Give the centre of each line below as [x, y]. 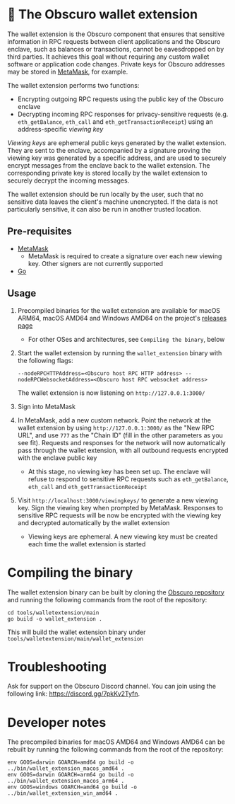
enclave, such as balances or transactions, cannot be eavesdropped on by [116, 49]
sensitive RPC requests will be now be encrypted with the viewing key [119, 515]
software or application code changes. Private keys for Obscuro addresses [116, 64]
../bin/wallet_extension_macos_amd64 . [66, 769]
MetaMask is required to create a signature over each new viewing [125, 256]
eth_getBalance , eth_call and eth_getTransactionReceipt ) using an [115, 121]
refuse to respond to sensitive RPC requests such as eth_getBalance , [128, 479]
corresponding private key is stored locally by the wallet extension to [107, 173]
